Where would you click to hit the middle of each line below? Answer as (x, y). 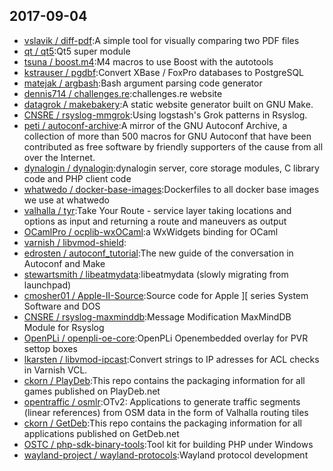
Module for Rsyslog (64, 327)
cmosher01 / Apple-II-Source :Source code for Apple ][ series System (166, 295)
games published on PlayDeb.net (92, 391)
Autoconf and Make (64, 263)
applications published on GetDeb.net (101, 433)
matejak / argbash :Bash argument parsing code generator (143, 83)
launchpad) (47, 285)
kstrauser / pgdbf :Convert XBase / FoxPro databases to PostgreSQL (164, 72)
